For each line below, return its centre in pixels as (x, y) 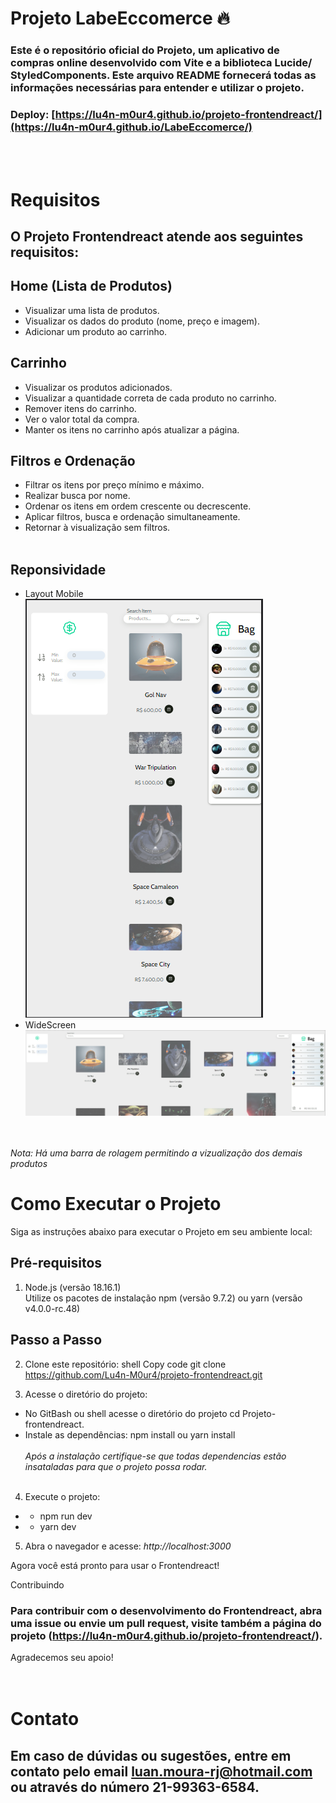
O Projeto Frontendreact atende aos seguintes (157, 236)
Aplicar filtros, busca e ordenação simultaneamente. (132, 517)
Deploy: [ (33, 115)
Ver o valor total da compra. (82, 419)
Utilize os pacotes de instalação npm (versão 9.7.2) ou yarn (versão (163, 1298)
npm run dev (66, 1516)
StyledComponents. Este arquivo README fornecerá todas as (163, 75)
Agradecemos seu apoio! (62, 1658)
